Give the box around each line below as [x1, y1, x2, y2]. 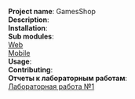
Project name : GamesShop [8, 7, 97, 16]
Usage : [8, 57, 32, 66]
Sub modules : [8, 31, 54, 41]
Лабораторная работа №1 [8, 82, 95, 91]
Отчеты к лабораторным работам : [8, 74, 128, 82]
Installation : [8, 24, 48, 32]
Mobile [8, 49, 31, 57]
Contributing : [8, 65, 53, 74]
